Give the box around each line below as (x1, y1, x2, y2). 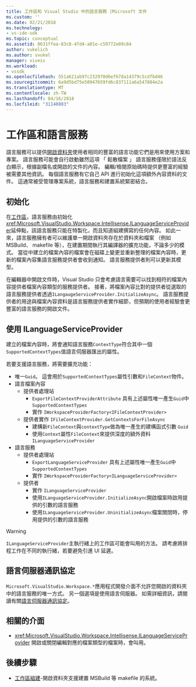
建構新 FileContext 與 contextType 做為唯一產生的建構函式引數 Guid (32, 423, 188, 430)
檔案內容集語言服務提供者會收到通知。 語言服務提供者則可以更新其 (16, 256, 176, 264)
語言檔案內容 (14, 380, 45, 387)
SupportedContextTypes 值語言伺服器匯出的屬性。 (6, 348, 123, 355)
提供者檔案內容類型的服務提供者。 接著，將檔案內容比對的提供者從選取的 (10, 283, 187, 290)
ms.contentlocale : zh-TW (6, 90, 66, 96)
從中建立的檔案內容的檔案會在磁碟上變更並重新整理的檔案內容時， (22, 249, 181, 256)
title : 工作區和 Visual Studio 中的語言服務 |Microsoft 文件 (6, 8, 148, 15)
